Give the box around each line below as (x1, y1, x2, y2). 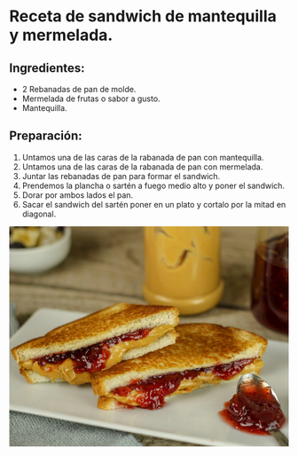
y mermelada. (9, 25, 114, 45)
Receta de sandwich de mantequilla (9, 6, 278, 27)
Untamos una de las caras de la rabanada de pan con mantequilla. (21, 152, 264, 162)
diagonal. (21, 208, 57, 219)
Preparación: (9, 129, 82, 144)
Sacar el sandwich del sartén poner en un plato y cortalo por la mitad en (21, 199, 286, 209)
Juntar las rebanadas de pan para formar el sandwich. (21, 170, 221, 181)
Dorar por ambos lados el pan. (21, 189, 134, 200)
